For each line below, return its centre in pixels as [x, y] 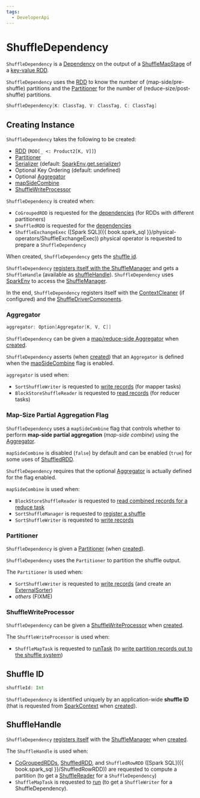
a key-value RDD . [28, 71]
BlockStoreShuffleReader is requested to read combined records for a [101, 501]
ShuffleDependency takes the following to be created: [71, 139]
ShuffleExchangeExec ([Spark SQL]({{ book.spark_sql [80, 232]
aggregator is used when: [38, 375]
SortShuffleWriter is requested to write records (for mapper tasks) [98, 387]
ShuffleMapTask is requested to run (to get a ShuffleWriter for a [94, 782]
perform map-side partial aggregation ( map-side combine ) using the [92, 434]
